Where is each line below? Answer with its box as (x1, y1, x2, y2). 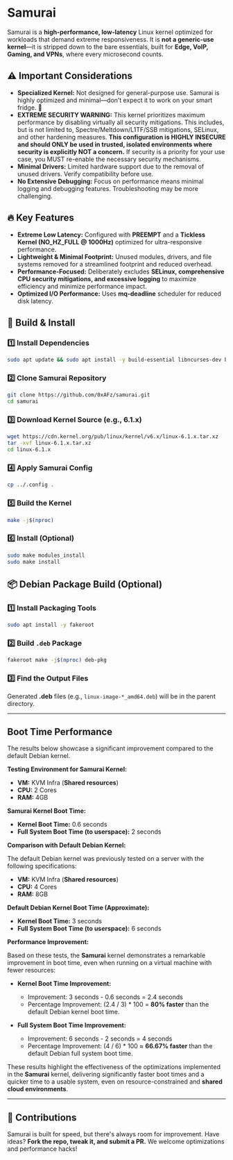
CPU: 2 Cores (17, 786, 57, 794)
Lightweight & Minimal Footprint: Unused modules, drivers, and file (17, 252, 212, 261)
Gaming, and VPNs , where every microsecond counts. (7, 50, 164, 58)
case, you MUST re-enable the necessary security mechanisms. (17, 155, 201, 163)
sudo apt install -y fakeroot (7, 621, 95, 629)
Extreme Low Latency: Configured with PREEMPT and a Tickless (17, 230, 206, 239)
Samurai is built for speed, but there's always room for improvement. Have (7, 1130, 220, 1138)
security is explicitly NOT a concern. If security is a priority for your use (17, 147, 225, 155)
